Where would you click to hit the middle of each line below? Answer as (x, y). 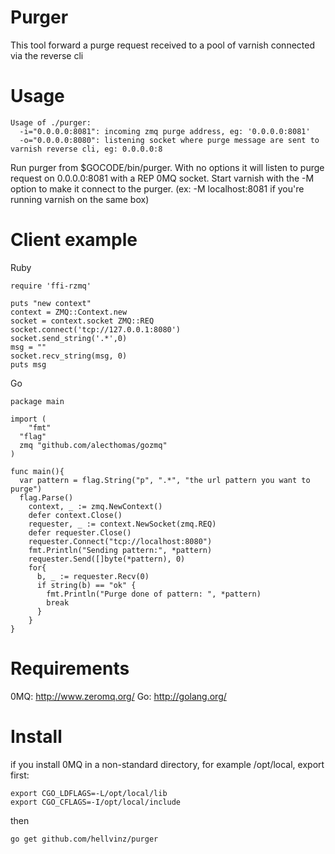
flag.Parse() (46, 497)
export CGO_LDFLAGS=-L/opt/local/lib (89, 793)
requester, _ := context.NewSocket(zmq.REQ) (122, 524)
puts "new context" (51, 303)
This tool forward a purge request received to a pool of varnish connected (162, 45)
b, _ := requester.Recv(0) (93, 576)
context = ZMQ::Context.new (69, 312)
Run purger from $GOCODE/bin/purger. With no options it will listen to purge (167, 167)
